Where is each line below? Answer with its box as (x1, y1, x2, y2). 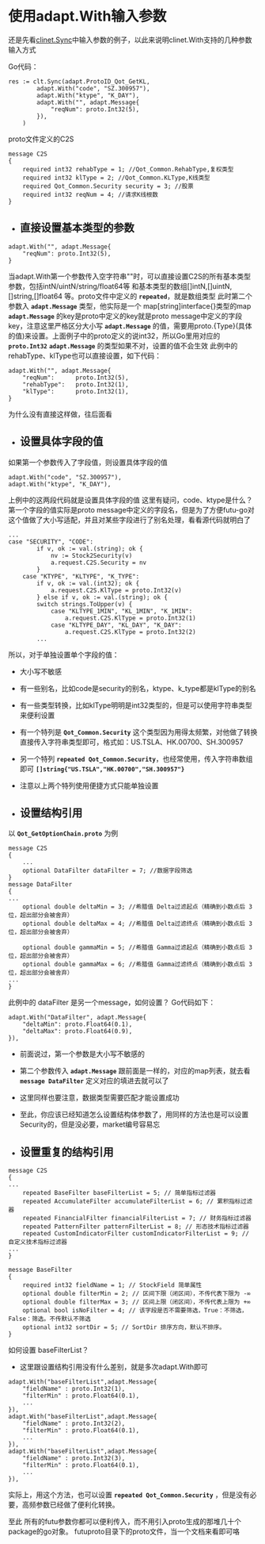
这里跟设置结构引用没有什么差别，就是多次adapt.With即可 (19, 1362, 208, 1372)
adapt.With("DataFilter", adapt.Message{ (8, 1013, 147, 1022)
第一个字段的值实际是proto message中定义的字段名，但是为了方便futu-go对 (8, 505, 255, 514)
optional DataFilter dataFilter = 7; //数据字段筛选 (22, 866, 193, 875)
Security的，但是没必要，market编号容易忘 (19, 1120, 161, 1129)
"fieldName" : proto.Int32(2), (22, 1419, 126, 1428)
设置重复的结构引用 (19, 1145, 114, 1158)
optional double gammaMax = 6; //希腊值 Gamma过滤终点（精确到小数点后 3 (22, 961, 253, 969)
